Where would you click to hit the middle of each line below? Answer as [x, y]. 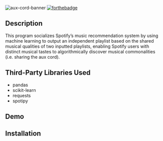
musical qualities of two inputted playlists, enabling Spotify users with [77, 46]
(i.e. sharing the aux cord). [33, 57]
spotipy [20, 101]
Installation [23, 134]
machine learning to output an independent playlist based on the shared [79, 41]
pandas [20, 85]
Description [24, 23]
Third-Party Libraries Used [48, 73]
